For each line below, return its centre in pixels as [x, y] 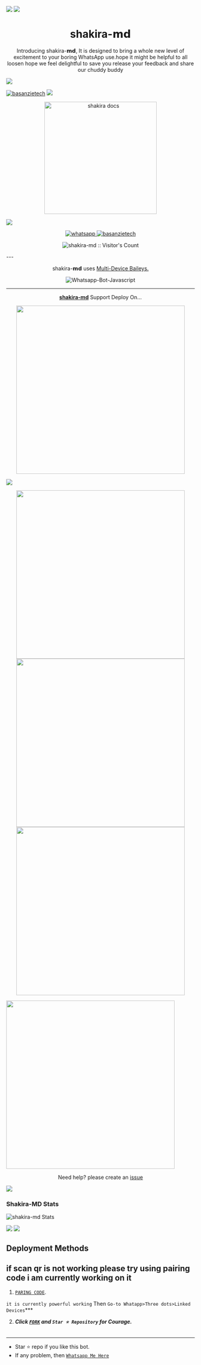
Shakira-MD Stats [33, 1204]
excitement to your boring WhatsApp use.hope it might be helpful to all [100, 57]
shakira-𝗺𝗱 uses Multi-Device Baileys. [100, 268]
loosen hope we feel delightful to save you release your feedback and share [100, 63]
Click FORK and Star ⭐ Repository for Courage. [74, 1322]
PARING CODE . [31, 1292]
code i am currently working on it [69, 1278]
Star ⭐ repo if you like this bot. [52, 1346]
